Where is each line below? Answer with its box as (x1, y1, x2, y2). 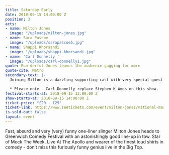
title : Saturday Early (5, 7, 53, 13)
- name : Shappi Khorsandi (5, 45, 59, 50)
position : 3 (5, 17, 30, 22)
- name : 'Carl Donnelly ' (5, 54, 59, 59)
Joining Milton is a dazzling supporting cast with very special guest (10, 77, 163, 82)
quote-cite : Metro (5, 68, 44, 73)
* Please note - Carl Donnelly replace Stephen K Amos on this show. (10, 86, 158, 91)
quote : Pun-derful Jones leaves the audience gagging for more (5, 63, 141, 68)
